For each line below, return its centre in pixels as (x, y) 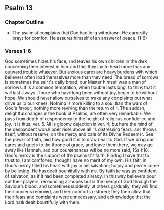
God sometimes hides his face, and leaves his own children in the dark (76, 61)
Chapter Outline (24, 22)
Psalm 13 (19, 8)
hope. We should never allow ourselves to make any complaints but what (79, 98)
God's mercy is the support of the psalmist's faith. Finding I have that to (77, 155)
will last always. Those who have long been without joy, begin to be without (81, 92)
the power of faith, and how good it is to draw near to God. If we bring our (80, 139)
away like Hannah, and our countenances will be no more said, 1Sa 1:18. (77, 150)
